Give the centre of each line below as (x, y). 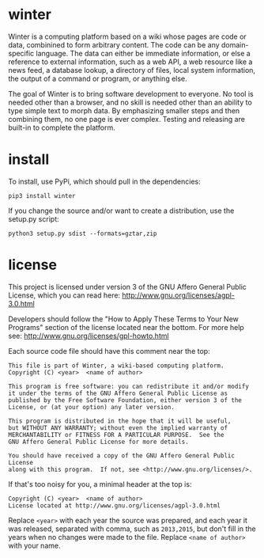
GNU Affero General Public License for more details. (99, 442)
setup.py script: (34, 218)
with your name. (34, 545)
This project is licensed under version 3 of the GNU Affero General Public (128, 287)
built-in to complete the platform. (62, 127)
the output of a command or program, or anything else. (98, 78)
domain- (235, 44)
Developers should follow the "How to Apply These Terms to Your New (124, 319)
